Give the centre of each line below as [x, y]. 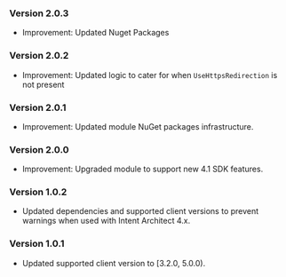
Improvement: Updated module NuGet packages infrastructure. [138, 126]
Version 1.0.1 [37, 244]
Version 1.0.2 [38, 192]
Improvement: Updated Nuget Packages [95, 33]
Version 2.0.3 [39, 13]
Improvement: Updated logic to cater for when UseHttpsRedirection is [150, 75]
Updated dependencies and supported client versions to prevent [140, 211]
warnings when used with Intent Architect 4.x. [106, 221]
